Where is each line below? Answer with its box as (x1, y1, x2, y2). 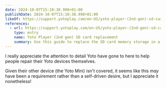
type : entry (14, 30, 39, 35)
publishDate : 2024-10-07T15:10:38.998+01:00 (5, 12, 98, 17)
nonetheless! (5, 78, 32, 84)
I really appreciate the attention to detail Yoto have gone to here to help (5, 53, 150, 59)
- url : (9, 26, 23, 31)
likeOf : (5, 16, 21, 21)
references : (5, 21, 30, 26)
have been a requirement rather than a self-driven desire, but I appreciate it (5, 73, 159, 79)
